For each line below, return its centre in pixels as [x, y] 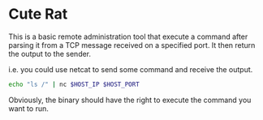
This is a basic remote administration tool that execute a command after [128, 36]
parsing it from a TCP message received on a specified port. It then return [132, 45]
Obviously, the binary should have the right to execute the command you [130, 100]
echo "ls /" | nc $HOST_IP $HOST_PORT [74, 84]
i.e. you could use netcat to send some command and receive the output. [131, 69]
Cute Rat [38, 14]
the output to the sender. [50, 54]
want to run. [28, 108]
